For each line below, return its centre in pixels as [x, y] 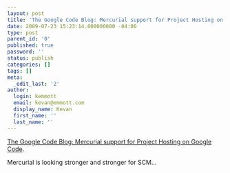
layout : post [26, 13]
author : [18, 90]
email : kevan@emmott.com [49, 103]
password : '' [26, 52]
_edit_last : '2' [36, 84]
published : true [30, 45]
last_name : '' [33, 122]
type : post [23, 33]
